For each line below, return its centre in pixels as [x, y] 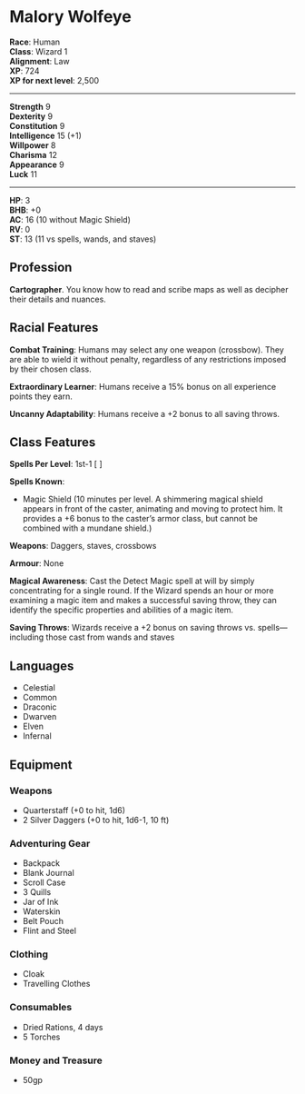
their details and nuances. [58, 299]
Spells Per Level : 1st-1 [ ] [56, 464]
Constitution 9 [37, 125]
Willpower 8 [33, 145]
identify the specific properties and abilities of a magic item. [122, 610]
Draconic [39, 707]
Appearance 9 [37, 164]
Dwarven [39, 717]
